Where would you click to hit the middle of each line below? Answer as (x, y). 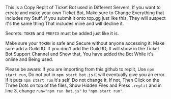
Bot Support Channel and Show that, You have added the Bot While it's (79, 54)
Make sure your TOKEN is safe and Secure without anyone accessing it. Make (85, 43)
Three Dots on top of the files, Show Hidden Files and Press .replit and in (83, 85)
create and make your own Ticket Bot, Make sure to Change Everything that (85, 13)
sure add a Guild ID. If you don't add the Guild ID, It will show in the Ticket (82, 48)
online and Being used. (29, 59)
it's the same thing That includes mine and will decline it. (65, 23)
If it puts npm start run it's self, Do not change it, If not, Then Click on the (82, 80)
